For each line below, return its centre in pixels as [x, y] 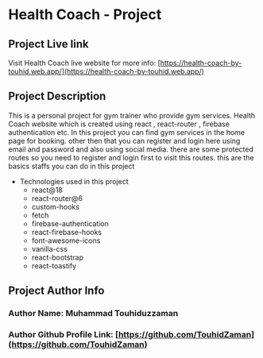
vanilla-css [49, 248]
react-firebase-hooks [67, 232]
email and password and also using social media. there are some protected [131, 149]
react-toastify [54, 266]
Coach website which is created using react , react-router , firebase [119, 124]
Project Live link [48, 44]
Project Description [57, 96]
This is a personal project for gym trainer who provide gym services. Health [132, 115]
